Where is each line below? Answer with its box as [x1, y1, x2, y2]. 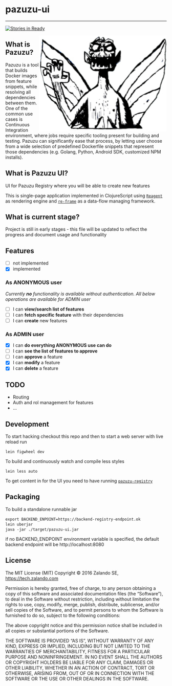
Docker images [5, 73, 37, 79]
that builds [5, 67, 28, 73]
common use [5, 110, 33, 117]
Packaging [5, 493, 40, 501]
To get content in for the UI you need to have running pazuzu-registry [5, 478, 153, 484]
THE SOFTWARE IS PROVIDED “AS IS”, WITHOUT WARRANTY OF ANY [5, 637, 154, 644]
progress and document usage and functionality [5, 232, 107, 238]
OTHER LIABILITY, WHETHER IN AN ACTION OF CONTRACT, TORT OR [5, 665, 155, 671]
